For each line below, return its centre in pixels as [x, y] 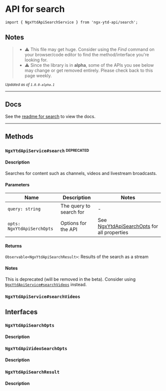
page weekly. [38, 76]
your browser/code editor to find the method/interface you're [87, 54]
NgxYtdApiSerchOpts [30, 229]
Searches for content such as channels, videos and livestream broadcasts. [81, 174]
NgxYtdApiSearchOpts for [128, 226]
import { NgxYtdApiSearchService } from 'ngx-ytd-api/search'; [72, 22]
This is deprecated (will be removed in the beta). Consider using [70, 279]
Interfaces [21, 312]
